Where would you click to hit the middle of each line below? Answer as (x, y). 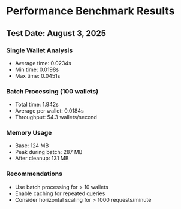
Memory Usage (29, 133)
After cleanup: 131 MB (42, 158)
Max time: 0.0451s (37, 75)
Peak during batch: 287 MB (49, 152)
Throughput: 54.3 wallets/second (56, 117)
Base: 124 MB (32, 146)
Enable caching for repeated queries (60, 193)
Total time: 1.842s (37, 104)
